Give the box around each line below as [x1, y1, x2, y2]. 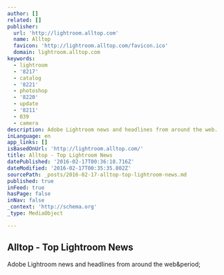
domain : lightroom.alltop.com [13, 49, 100, 56]
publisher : [7, 23, 39, 30]
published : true [7, 177, 54, 184]
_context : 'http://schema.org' [7, 204, 97, 211]
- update [13, 100, 39, 107]
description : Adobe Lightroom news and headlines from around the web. [7, 126, 218, 133]
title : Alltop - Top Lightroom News [7, 152, 113, 159]
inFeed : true [7, 184, 45, 191]
